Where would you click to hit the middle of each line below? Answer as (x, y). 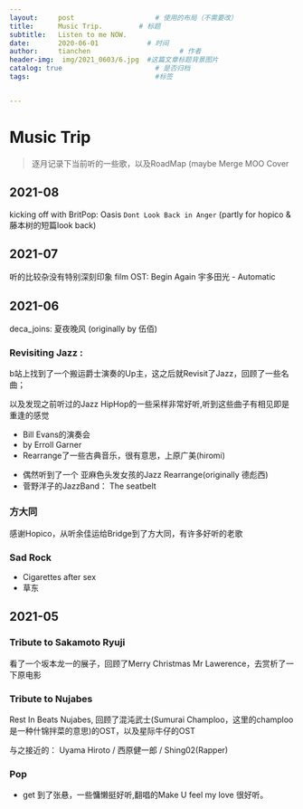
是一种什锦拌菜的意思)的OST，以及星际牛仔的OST (103, 731)
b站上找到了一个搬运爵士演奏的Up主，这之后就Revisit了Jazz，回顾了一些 (146, 374)
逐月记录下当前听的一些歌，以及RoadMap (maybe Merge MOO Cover (160, 163)
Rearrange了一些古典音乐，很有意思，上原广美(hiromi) (124, 456)
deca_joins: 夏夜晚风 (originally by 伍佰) (84, 329)
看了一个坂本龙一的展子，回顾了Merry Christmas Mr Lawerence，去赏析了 (148, 663)
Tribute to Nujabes (51, 699)
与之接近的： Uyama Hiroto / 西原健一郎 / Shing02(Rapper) (119, 750)
